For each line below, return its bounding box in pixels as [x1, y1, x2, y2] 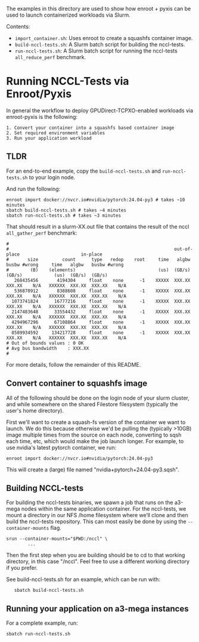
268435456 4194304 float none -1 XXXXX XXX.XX [14, 277, 191, 283]
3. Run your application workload [6, 135, 92, 141]
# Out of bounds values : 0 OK [6, 340, 84, 346]
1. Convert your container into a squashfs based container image [6, 125, 175, 131]
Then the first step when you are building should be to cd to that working [6, 552, 185, 559]
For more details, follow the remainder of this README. [6, 361, 141, 368]
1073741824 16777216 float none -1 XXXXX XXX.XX [11, 298, 191, 304]
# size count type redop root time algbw [6, 256, 191, 262]
